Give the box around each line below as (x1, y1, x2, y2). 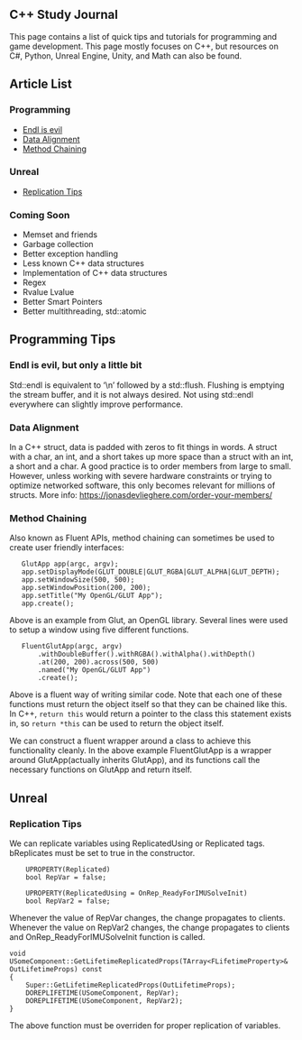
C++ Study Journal (9, 7, 119, 23)
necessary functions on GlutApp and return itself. (9, 764, 192, 775)
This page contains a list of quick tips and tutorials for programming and (9, 31, 278, 41)
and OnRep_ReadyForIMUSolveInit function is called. (9, 932, 206, 943)
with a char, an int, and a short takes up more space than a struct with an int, (9, 451, 294, 463)
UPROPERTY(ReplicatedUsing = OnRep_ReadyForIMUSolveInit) (25, 888, 248, 898)
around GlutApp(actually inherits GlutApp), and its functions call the (9, 755, 261, 766)
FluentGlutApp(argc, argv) (21, 642, 124, 651)
